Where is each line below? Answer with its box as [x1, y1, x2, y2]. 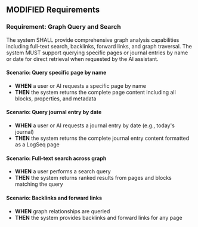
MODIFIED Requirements [6, 5, 100, 15]
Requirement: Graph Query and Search [6, 23, 121, 31]
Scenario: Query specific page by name [6, 69, 107, 76]
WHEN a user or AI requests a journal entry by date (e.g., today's [14, 122, 175, 129]
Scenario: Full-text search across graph [6, 155, 107, 162]
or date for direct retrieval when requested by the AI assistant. [6, 55, 159, 62]
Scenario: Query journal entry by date [6, 109, 102, 116]
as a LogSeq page [14, 141, 60, 148]
